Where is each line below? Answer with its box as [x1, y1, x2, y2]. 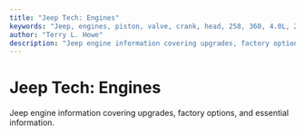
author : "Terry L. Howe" [9, 30, 103, 39]
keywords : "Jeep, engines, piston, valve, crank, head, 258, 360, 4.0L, [9, 22, 290, 31]
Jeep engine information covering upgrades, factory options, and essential [9, 108, 289, 119]
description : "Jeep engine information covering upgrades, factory [9, 38, 271, 48]
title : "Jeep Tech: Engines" [9, 13, 120, 23]
